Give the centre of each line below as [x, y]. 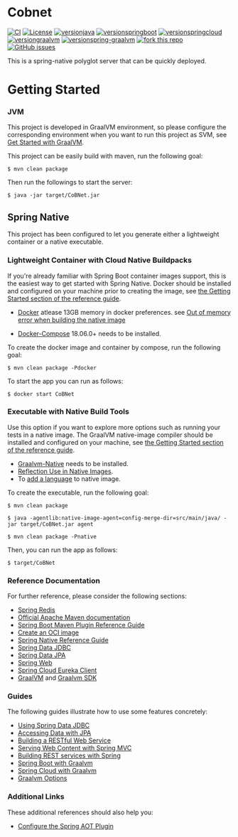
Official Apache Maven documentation [74, 617]
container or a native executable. [55, 242]
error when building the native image [71, 320]
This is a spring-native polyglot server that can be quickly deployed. [107, 60]
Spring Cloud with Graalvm [57, 771]
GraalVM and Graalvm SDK [57, 678]
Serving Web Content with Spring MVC [75, 748]
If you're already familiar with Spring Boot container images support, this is [117, 276]
